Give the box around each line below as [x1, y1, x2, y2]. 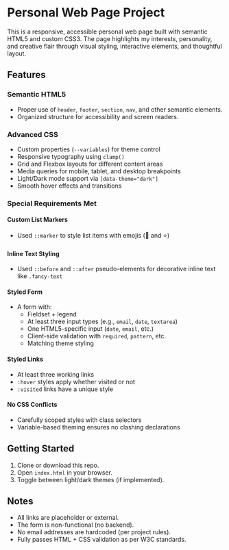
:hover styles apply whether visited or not [16, 377, 136, 386]
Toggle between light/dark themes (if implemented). [16, 475, 165, 484]
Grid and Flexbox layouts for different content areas [16, 160, 163, 168]
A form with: [16, 303, 52, 311]
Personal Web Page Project [7, 5, 165, 21]
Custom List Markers [7, 216, 69, 224]
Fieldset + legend [27, 310, 77, 318]
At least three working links [16, 370, 95, 378]
